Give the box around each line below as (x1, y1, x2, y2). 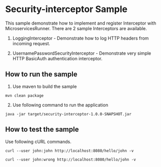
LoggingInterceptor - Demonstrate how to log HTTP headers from (12, 35, 149, 41)
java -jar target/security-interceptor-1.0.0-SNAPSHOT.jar (5, 111, 132, 116)
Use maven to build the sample (12, 83, 77, 89)
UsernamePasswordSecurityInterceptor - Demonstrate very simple (12, 50, 151, 56)
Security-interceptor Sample (5, 4, 128, 15)
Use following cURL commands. (5, 138, 71, 144)
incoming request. (12, 40, 50, 46)
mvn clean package (5, 93, 44, 98)
